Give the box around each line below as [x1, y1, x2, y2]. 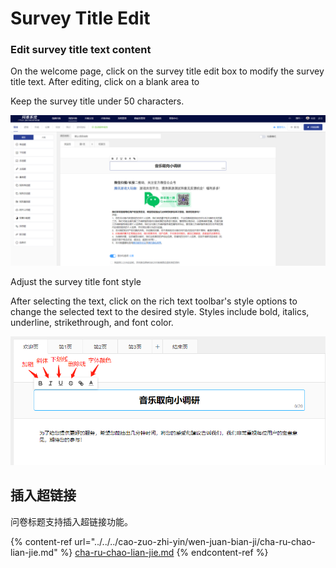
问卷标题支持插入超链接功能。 [10, 515, 133, 527]
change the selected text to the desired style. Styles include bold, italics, [10, 305, 310, 317]
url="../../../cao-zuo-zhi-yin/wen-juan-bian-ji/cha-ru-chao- [74, 535, 317, 547]
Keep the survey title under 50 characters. [10, 95, 185, 107]
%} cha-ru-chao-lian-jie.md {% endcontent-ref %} [59, 546, 269, 558]
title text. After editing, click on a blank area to [10, 76, 200, 88]
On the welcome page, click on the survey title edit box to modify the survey [10, 65, 325, 77]
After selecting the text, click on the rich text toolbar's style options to [10, 295, 298, 307]
